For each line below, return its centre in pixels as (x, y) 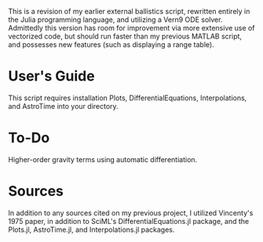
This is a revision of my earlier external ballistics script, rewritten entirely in (129, 11)
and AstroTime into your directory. (64, 106)
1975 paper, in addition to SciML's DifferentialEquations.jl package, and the (129, 221)
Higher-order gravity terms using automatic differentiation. (103, 159)
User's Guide (52, 76)
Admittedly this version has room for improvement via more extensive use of (131, 28)
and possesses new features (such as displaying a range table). (111, 45)
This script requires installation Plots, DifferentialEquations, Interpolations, (128, 98)
